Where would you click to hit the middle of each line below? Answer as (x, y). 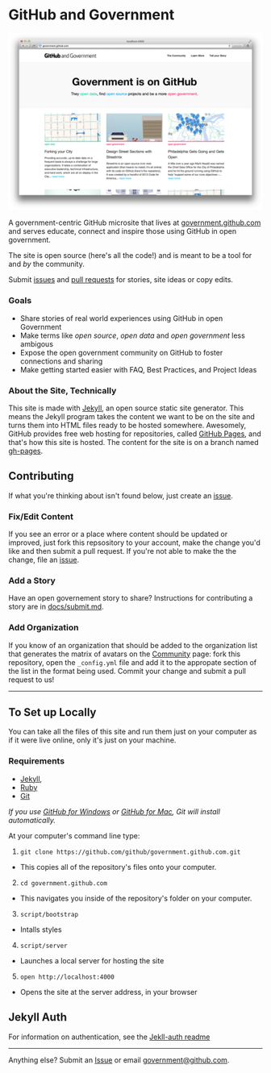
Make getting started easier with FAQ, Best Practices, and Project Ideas (138, 369)
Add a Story (32, 580)
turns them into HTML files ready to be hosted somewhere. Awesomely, (127, 425)
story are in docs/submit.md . (56, 607)
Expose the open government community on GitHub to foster (121, 352)
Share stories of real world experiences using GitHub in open (121, 318)
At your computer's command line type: (74, 835)
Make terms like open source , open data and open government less (133, 335)
